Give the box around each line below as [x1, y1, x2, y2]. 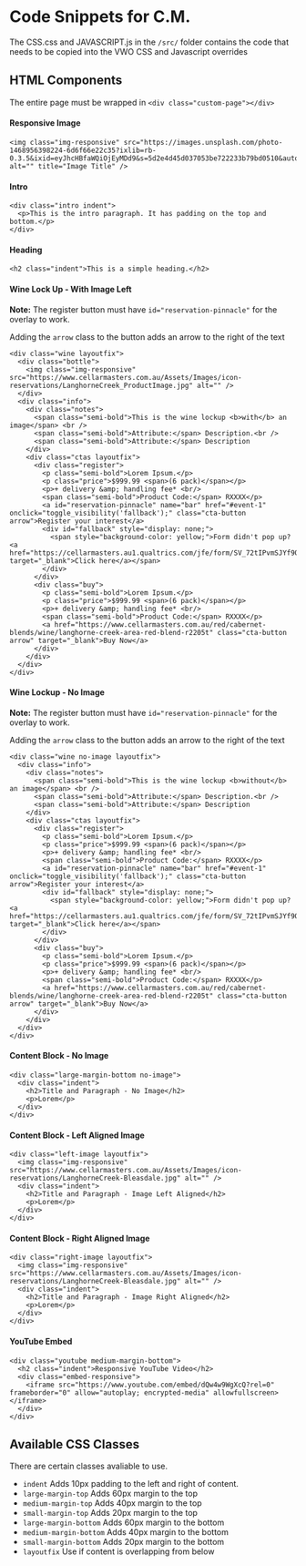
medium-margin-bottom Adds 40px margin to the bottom [22, 1527, 229, 1538]
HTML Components [9, 73, 123, 88]
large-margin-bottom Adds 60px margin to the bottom [22, 1517, 225, 1528]
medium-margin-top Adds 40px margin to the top [22, 1498, 202, 1509]
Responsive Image [9, 118, 81, 128]
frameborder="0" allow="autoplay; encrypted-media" [9, 1387, 209, 1397]
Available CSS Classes [9, 1437, 140, 1452]
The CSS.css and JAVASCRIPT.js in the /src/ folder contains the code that [9, 36, 290, 47]
